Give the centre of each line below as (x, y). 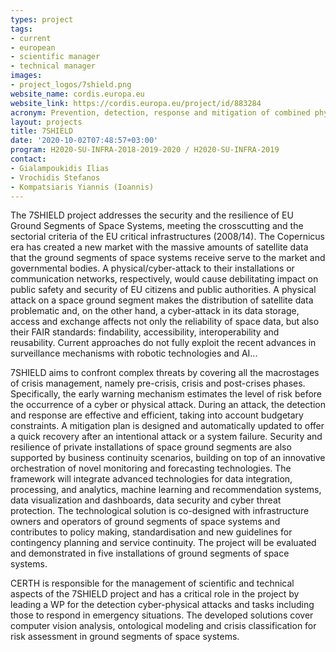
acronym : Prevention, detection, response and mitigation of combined (160, 112)
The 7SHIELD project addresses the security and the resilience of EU (152, 215)
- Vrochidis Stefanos (55, 177)
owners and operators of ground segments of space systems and (145, 522)
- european (33, 47)
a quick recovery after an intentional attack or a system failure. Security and (166, 437)
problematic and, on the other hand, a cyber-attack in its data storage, (155, 311)
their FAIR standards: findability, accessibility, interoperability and (145, 332)
